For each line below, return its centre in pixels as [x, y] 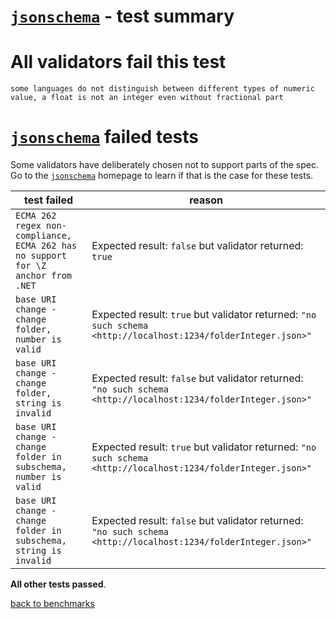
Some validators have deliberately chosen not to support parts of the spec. [164, 165]
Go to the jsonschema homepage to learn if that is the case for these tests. [162, 176]
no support [41, 256]
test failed [49, 200]
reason [206, 200]
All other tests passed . [58, 584]
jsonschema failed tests [104, 137]
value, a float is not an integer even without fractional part [147, 98]
